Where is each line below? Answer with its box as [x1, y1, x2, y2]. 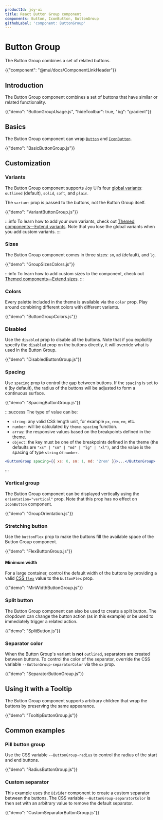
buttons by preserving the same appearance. [5, 703, 96, 709]
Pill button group [5, 741, 45, 748]
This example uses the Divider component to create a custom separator [5, 790, 150, 796]
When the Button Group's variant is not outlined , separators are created [5, 651, 150, 657]
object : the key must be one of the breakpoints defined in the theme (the [12, 439, 159, 445]
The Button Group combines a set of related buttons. [5, 58, 111, 64]
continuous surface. [5, 390, 45, 396]
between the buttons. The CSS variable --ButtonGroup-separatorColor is [5, 795, 151, 801]
